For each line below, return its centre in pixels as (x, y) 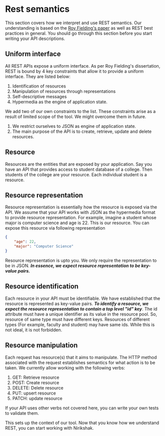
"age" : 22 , (25, 242)
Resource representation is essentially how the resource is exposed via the (81, 207)
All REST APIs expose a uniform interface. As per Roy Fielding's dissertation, (83, 66)
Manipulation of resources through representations (64, 91)
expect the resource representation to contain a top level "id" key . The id (81, 309)
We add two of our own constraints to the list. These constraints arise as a (81, 111)
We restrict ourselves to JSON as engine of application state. (74, 126)
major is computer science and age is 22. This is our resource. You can (77, 223)
